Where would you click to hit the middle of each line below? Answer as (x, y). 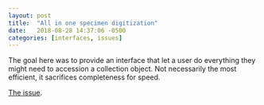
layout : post (30, 16)
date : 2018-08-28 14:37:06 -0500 (67, 30)
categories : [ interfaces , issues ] (66, 38)
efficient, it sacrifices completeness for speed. (84, 77)
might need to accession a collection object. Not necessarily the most (122, 69)
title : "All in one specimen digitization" (83, 23)
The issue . (25, 93)
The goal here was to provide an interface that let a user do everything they (132, 60)
